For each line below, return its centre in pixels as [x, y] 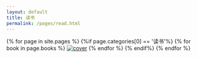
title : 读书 [20, 18]
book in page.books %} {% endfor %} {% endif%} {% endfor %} [98, 48]
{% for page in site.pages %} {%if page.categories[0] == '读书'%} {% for [98, 42]
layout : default [27, 12]
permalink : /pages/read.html [43, 23]
